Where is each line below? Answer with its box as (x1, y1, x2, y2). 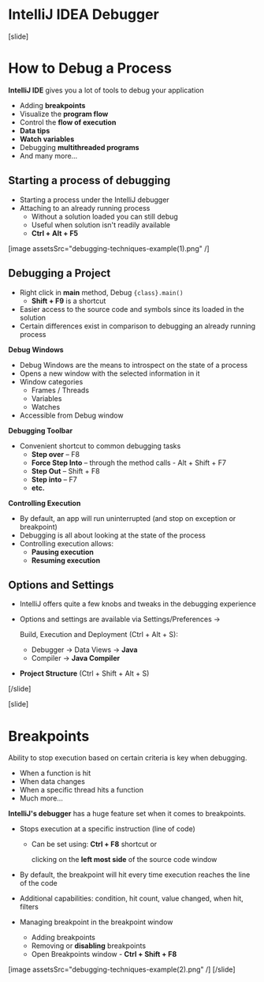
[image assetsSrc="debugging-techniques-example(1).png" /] (8, 243, 210, 253)
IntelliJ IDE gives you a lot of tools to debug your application (8, 85, 204, 95)
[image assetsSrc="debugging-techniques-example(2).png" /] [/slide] (8, 965, 236, 974)
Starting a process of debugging (8, 174, 171, 187)
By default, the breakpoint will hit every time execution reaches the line (19, 870, 251, 879)
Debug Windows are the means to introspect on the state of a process (19, 360, 248, 369)
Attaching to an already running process (19, 203, 151, 212)
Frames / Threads (31, 385, 89, 395)
